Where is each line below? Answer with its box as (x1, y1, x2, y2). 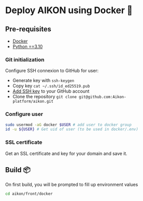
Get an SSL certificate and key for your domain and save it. (5, 150, 127, 156)
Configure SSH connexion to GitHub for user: (5, 68, 99, 74)
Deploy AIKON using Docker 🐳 (5, 5, 133, 16)
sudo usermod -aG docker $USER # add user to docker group (5, 122, 132, 127)
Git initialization (5, 56, 44, 63)
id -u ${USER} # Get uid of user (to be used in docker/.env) (5, 127, 138, 132)
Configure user (5, 111, 43, 118)
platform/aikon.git (12, 99, 54, 104)
